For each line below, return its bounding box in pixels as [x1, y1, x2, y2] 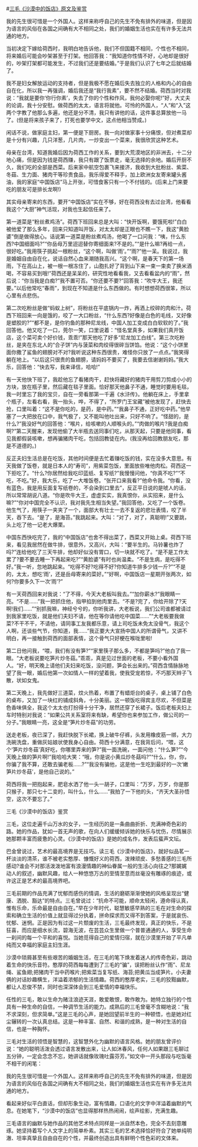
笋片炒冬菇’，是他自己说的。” [6, 768, 75, 775]
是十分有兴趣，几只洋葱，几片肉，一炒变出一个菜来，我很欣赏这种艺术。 [6, 136, 181, 143]
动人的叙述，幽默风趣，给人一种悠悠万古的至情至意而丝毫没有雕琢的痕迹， [6, 870, 187, 877]
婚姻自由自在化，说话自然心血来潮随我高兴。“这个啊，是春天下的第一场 [11, 255, 184, 262]
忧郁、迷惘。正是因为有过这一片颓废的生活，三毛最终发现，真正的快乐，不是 [6, 919, 192, 926]
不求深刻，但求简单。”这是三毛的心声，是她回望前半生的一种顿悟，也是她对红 [6, 1011, 192, 1017]
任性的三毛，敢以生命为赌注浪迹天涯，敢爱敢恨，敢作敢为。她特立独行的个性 [6, 996, 192, 1003]
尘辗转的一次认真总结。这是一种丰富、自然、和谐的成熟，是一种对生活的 [6, 1018, 181, 1025]
